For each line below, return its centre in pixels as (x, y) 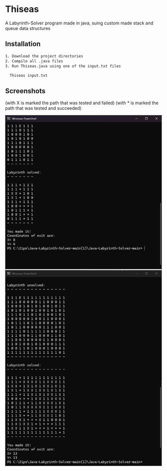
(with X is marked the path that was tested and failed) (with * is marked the (82, 103)
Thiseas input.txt (29, 75)
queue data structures (28, 28)
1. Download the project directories (44, 56)
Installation (23, 44)
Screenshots (25, 91)
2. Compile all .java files (34, 61)
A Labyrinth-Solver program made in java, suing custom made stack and (79, 23)
